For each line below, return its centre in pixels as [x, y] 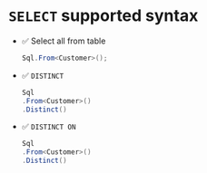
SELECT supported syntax [103, 16]
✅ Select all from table [64, 41]
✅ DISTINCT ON [49, 127]
